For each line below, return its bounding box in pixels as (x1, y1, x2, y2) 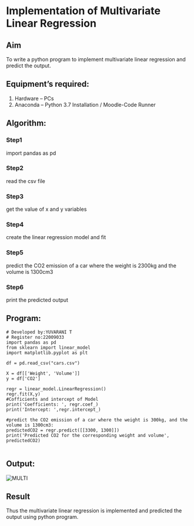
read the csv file (6, 177, 45, 184)
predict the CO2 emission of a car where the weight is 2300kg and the (6, 262, 176, 269)
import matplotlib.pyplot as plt (6, 349, 88, 355)
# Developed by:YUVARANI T (6, 329, 72, 335)
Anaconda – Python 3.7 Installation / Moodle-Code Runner (14, 101, 156, 108)
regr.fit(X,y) (6, 391, 41, 397)
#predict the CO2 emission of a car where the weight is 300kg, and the (6, 417, 188, 423)
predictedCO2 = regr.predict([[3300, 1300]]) (6, 427, 119, 433)
